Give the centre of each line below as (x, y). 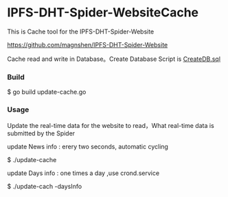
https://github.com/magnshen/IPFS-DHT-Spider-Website (88, 44)
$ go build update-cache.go (47, 92)
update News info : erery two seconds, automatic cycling (88, 146)
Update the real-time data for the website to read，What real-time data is (111, 125)
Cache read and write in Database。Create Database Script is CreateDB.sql (114, 59)
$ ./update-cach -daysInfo (45, 186)
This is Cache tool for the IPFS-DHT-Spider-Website (81, 31)
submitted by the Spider (41, 133)
